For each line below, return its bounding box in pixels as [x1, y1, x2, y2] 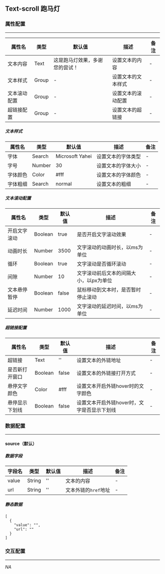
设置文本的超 [112, 106, 142, 113]
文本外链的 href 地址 [65, 487, 110, 493]
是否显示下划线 [82, 407, 116, 413]
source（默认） [5, 441, 37, 447]
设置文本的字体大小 [96, 162, 141, 169]
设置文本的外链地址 [77, 356, 121, 363]
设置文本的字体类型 [96, 153, 141, 160]
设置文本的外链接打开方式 [77, 370, 136, 377]
